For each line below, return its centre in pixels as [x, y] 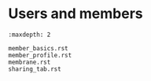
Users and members [75, 14]
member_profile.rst [40, 55]
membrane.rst [29, 62]
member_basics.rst [38, 48]
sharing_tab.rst [35, 69]
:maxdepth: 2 [29, 35]
